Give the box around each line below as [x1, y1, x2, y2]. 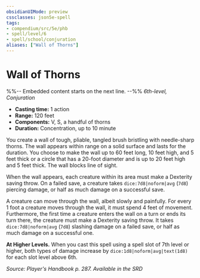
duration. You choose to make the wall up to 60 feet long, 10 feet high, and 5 [6, 149, 194, 156]
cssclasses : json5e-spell [6, 14, 70, 20]
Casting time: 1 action [14, 105, 70, 112]
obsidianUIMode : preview [6, 8, 68, 15]
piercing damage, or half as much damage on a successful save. [6, 186, 165, 193]
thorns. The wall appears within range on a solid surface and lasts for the [6, 142, 186, 149]
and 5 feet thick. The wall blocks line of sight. [6, 161, 118, 169]
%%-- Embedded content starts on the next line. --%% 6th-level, [6, 87, 167, 94]
